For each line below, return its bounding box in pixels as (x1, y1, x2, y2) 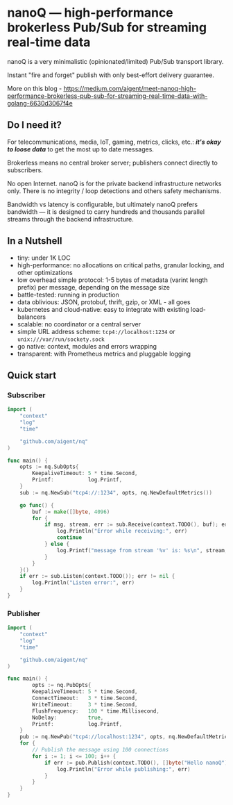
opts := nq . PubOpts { (32, 682, 92, 689)
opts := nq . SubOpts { (19, 463, 79, 470)
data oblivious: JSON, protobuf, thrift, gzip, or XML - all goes (17, 297, 191, 306)
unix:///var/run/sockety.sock (17, 335, 105, 343)
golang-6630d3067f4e (7, 99, 73, 107)
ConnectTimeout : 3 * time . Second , (32, 695, 138, 702)
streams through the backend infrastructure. (7, 215, 134, 223)
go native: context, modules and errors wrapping (17, 342, 157, 350)
